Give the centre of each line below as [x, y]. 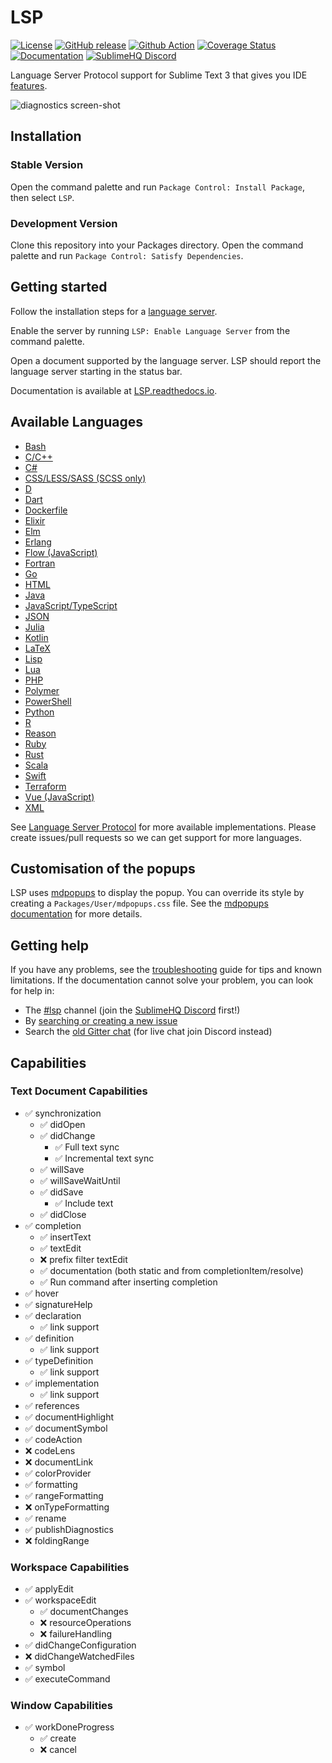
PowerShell [48, 701]
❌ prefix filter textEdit [83, 1259]
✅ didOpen [62, 1124]
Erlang [38, 542]
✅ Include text [84, 1203]
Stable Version [47, 165]
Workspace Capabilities [70, 1567]
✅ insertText [65, 1237]
